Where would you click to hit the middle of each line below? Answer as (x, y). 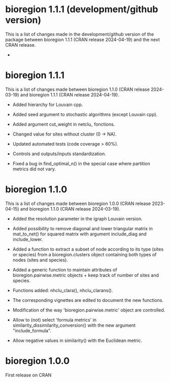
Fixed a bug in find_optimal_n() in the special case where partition (81, 163)
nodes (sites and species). (40, 260)
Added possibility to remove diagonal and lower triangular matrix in (83, 228)
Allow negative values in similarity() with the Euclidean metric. (77, 340)
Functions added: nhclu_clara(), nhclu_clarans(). (63, 290)
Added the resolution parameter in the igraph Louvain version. (78, 219)
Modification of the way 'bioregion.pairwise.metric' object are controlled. (89, 310)
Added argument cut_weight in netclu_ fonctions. (64, 124)
